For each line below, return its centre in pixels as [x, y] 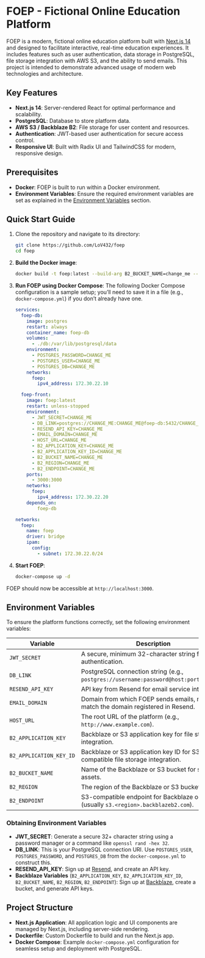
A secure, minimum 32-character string [138, 654]
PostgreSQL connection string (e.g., [132, 672]
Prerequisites [32, 173]
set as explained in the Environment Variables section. [83, 200]
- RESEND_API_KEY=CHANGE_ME [67, 429]
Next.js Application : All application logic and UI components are [96, 923]
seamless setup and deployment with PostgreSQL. [78, 948]
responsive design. [39, 153]
